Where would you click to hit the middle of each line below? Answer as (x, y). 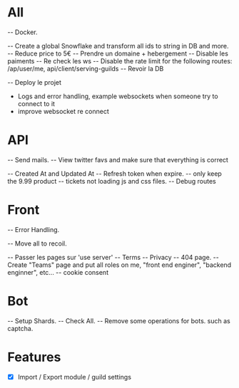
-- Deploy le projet (35, 82)
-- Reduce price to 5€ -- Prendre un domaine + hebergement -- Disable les (118, 53)
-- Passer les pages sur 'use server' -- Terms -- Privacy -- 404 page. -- (113, 257)
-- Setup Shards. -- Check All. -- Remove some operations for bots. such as (119, 320)
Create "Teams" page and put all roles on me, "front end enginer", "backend (119, 265)
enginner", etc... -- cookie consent (58, 272)
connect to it (36, 103)
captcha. (20, 328)
